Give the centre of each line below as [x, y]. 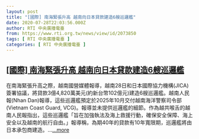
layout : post [22, 12]
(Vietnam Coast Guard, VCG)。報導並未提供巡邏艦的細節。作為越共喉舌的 [96, 108]
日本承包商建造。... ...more [38, 130]
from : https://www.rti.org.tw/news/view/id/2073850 [71, 34]
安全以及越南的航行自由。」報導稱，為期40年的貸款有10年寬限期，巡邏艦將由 [99, 122]
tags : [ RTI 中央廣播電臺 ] [38, 39]
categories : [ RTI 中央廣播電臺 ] [46, 45]
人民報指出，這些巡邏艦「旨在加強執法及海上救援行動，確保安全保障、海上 [102, 115]
